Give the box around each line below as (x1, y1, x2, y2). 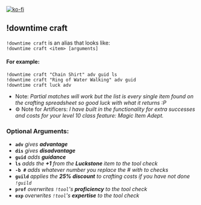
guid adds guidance (14, 154, 66, 161)
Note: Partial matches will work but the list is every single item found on (14, 93, 194, 100)
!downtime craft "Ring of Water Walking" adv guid (6, 77, 136, 83)
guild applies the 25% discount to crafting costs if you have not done (14, 172, 190, 180)
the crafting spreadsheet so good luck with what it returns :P (14, 99, 167, 107)
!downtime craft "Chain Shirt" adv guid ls (6, 72, 118, 78)
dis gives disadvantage (14, 147, 76, 154)
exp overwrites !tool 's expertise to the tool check (14, 192, 140, 199)
